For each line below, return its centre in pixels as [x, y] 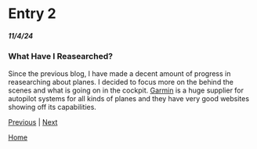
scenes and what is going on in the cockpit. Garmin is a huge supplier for [126, 90]
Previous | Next [33, 122]
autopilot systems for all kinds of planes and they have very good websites [128, 98]
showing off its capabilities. [52, 107]
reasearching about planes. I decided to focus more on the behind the [121, 82]
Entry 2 [32, 14]
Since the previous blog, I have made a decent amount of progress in [119, 73]
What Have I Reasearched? [61, 56]
